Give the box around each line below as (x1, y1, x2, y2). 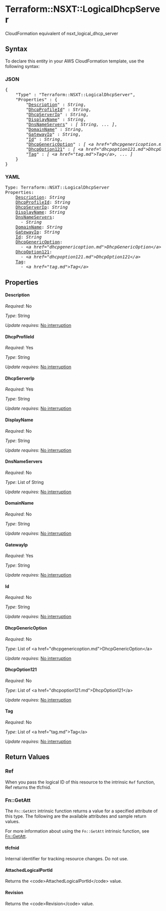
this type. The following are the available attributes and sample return (5, 813, 147, 819)
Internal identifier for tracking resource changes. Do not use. (5, 856, 128, 862)
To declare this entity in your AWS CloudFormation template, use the (5, 58, 144, 64)
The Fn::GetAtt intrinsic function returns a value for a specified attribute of (5, 808, 158, 814)
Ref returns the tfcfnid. (5, 784, 51, 790)
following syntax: (5, 63, 40, 69)
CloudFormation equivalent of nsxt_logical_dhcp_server (5, 30, 119, 36)
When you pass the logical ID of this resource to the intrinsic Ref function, (5, 779, 155, 785)
